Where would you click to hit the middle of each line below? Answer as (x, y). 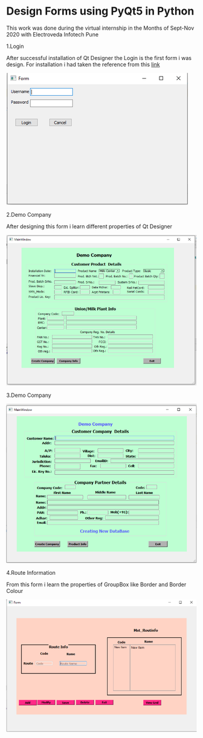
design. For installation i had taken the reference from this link (83, 64)
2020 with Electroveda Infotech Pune (52, 34)
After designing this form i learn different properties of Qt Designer (89, 226)
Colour (14, 591)
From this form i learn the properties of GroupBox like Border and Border (96, 584)
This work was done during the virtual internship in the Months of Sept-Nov (100, 28)
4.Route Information (31, 572)
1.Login (15, 46)
